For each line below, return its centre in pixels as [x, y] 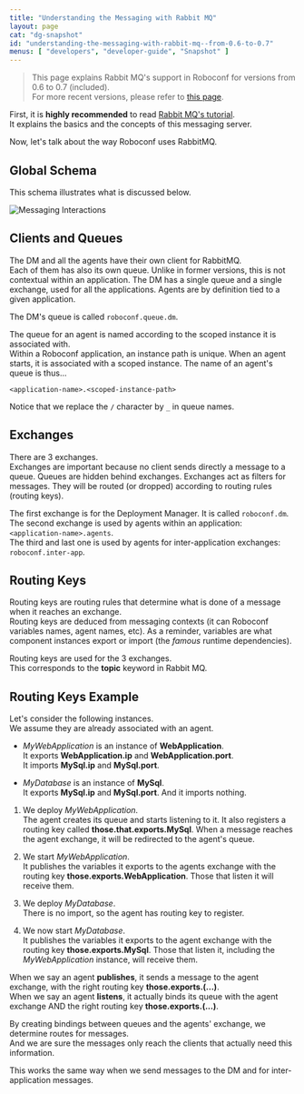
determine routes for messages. [69, 1034]
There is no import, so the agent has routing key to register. [133, 913]
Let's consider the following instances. [82, 718]
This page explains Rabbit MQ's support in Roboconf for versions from [163, 77]
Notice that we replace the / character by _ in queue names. [122, 406]
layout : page [34, 26]
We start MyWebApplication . [76, 857]
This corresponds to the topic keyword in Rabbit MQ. [108, 668]
